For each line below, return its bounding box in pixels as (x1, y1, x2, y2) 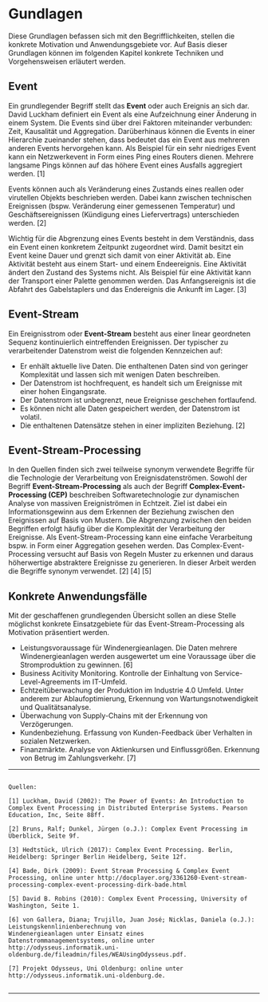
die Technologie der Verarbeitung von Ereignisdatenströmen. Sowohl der (8, 473, 247, 483)
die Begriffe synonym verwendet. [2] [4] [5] (8, 566, 152, 576)
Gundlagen (8, 5, 84, 23)
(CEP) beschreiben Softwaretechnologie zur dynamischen (47, 490, 239, 499)
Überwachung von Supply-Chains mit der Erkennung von (19, 711, 208, 720)
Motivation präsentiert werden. (8, 628, 110, 637)
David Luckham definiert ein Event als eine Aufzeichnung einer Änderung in (8, 109, 257, 119)
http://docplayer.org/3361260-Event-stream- (97, 874, 248, 882)
